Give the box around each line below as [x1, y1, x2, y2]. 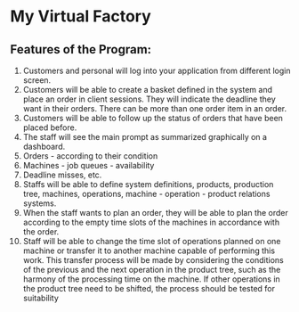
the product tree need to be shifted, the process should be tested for [22, 283, 275, 293]
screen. [22, 75, 52, 86]
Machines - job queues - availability [22, 160, 155, 170]
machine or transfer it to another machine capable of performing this [22, 245, 275, 256]
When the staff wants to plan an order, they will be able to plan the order [22, 208, 288, 218]
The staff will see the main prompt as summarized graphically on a [22, 132, 268, 142]
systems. [22, 198, 57, 209]
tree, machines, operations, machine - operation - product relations [22, 189, 271, 199]
